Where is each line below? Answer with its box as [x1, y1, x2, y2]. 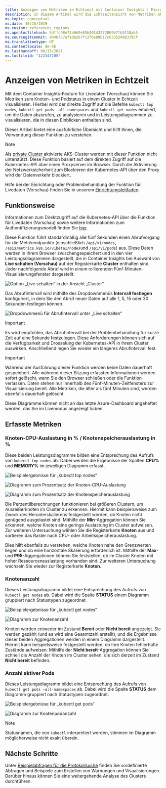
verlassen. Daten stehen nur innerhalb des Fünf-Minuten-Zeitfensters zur [5, 380, 154, 386]
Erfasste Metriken [5, 420, 62, 428]
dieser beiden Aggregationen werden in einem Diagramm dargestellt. [5, 636, 146, 643]
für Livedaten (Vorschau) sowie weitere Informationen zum [5, 219, 125, 225]
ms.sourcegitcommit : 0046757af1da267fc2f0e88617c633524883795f [5, 35, 138, 40]
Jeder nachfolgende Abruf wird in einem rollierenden [5, 266, 113, 272]
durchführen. [5, 778, 32, 784]
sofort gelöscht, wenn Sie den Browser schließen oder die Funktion [5, 375, 142, 381]
